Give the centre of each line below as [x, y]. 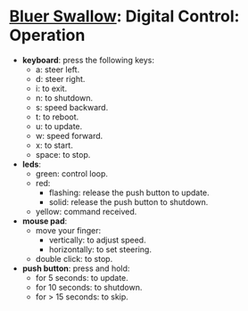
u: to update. [59, 126]
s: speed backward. [72, 107]
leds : [32, 164]
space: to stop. [63, 154]
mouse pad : [45, 221]
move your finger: [68, 230]
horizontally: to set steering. [100, 249]
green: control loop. [72, 173]
